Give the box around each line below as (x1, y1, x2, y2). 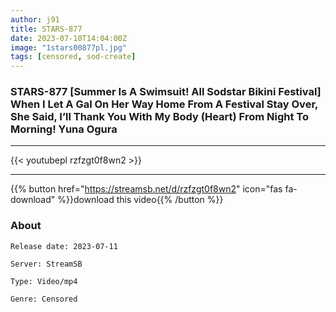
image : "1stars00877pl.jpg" (10, 42, 128, 53)
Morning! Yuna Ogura (10, 122, 118, 136)
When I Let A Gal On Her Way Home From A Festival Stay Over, (10, 97, 318, 111)
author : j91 (10, 14, 60, 25)
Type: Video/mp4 (10, 276, 78, 286)
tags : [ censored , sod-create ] (10, 52, 137, 62)
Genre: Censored (10, 294, 78, 304)
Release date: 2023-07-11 (10, 241, 118, 251)
